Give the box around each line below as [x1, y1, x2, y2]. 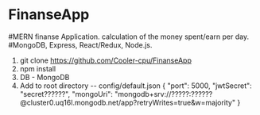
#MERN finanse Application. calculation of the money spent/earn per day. [8, 32, 249, 41]
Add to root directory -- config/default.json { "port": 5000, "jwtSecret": [19, 81, 252, 90]
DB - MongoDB [19, 72, 70, 82]
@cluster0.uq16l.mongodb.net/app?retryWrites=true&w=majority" [19, 98, 236, 107]
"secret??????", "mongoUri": [19, 89, 114, 98]
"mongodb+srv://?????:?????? [114, 89, 213, 98]
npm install [19, 63, 56, 73]
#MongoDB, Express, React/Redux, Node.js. [8, 40, 153, 49]
